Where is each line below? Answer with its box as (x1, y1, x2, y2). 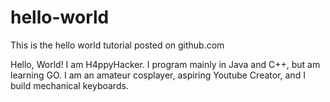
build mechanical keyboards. (10, 79, 129, 91)
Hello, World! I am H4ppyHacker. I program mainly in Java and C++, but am (10, 58, 321, 70)
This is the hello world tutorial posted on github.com (10, 39, 225, 51)
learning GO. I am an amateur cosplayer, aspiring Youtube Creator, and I (10, 69, 306, 81)
